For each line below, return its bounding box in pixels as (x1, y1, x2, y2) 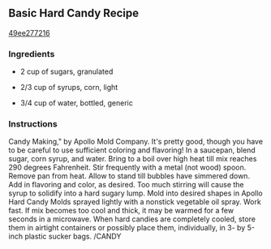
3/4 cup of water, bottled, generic (19, 98, 134, 108)
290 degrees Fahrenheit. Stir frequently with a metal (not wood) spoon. (8, 162, 247, 173)
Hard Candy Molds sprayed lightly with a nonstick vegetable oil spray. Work (8, 197, 261, 207)
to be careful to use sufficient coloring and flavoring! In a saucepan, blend (8, 145, 256, 155)
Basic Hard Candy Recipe (8, 6, 140, 20)
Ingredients (8, 48, 55, 59)
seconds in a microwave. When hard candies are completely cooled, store (8, 214, 256, 224)
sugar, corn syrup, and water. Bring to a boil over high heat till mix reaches (8, 154, 257, 164)
